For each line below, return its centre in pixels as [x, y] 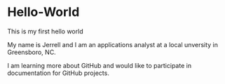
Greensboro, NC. [32, 52]
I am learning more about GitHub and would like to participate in [99, 65]
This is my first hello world [45, 31]
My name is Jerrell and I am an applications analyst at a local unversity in [113, 44]
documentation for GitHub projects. [59, 73]
